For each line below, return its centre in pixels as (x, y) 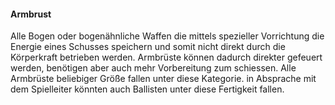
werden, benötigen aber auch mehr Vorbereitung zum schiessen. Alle (153, 68)
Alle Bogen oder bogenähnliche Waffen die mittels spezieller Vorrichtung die (167, 36)
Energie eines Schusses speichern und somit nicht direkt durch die (148, 47)
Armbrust (31, 14)
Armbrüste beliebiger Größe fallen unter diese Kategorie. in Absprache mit (163, 79)
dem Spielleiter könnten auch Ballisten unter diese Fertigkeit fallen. (147, 89)
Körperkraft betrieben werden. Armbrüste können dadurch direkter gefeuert (166, 57)
